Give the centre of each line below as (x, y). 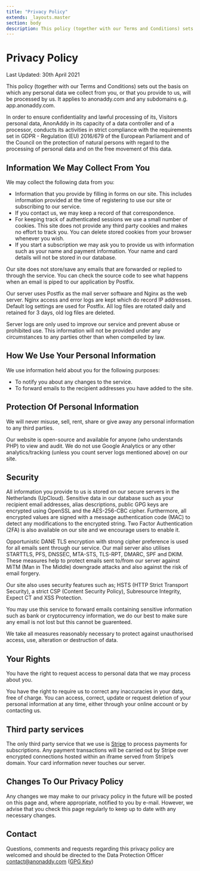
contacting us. (24, 710)
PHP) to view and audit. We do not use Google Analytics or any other (91, 446)
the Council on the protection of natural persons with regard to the (88, 143)
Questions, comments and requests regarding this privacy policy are (90, 848)
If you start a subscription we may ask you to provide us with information (104, 245)
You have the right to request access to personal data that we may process (99, 673)
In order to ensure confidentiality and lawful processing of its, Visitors (92, 117)
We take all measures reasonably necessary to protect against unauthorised (100, 634)
